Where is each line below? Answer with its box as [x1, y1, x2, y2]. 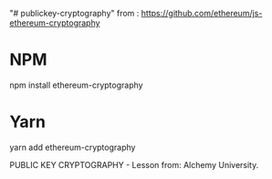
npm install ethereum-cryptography [9, 79, 143, 90]
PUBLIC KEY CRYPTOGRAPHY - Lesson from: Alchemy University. [9, 159, 259, 170]
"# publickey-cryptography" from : [9, 8, 140, 18]
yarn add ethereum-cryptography [9, 142, 136, 153]
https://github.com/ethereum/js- [141, 8, 263, 18]
